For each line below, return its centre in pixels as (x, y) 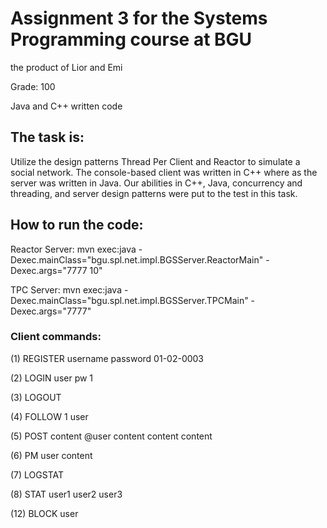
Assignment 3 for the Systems (139, 18)
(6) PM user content (51, 455)
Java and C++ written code (66, 106)
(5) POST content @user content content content (111, 436)
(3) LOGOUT (36, 397)
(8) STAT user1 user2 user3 (66, 494)
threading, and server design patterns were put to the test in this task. (154, 193)
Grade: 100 (33, 86)
